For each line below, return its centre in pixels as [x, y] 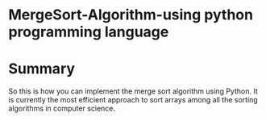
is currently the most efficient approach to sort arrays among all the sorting [133, 100]
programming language [89, 32]
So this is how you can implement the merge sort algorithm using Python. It [133, 91]
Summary [42, 69]
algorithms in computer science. [62, 108]
